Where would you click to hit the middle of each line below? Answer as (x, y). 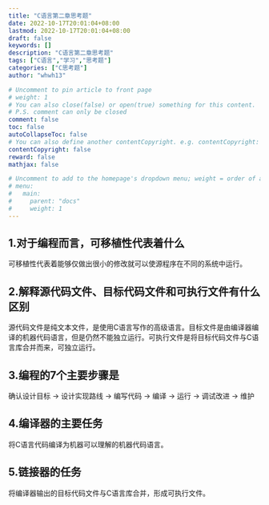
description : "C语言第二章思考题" (61, 53)
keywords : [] (30, 46)
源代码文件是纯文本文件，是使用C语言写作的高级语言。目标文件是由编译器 (130, 327)
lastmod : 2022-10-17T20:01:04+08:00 (69, 30)
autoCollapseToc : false (48, 135)
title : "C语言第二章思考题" (50, 16)
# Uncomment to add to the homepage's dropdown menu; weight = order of (132, 179)
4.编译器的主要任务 (56, 424)
